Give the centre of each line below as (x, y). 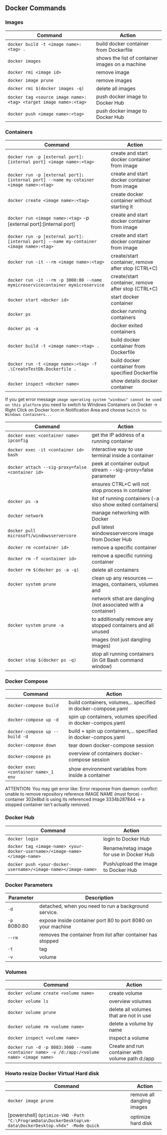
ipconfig (18, 440)
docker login (23, 839)
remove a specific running (122, 555)
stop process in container (122, 490)
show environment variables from (108, 769)
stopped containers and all (123, 625)
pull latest (103, 527)
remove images (114, 80)
